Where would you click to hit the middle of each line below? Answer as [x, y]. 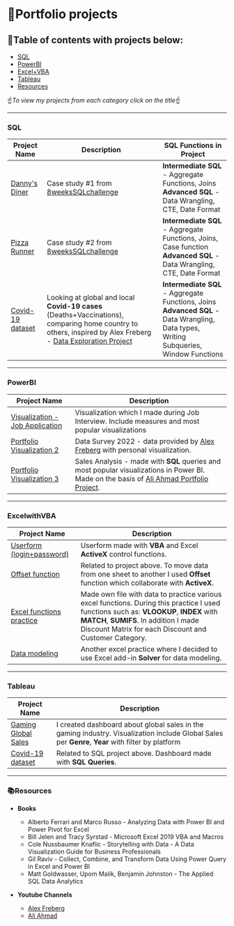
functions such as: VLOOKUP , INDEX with [149, 612]
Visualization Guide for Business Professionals [94, 852]
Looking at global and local [91, 298]
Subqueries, [182, 346]
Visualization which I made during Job [137, 412]
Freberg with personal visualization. [133, 450]
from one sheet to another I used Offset [146, 574]
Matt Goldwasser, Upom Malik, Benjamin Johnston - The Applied [120, 874]
